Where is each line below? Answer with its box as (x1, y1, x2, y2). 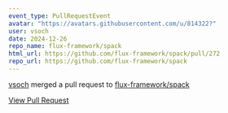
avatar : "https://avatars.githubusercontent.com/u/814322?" (8, 20, 217, 28)
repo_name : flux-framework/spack (8, 42, 122, 50)
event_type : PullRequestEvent (8, 11, 112, 20)
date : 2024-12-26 (8, 34, 68, 43)
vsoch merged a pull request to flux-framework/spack (8, 79, 190, 89)
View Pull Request (8, 95, 69, 105)
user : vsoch (8, 27, 49, 35)
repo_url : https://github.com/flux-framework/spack (8, 58, 187, 66)
